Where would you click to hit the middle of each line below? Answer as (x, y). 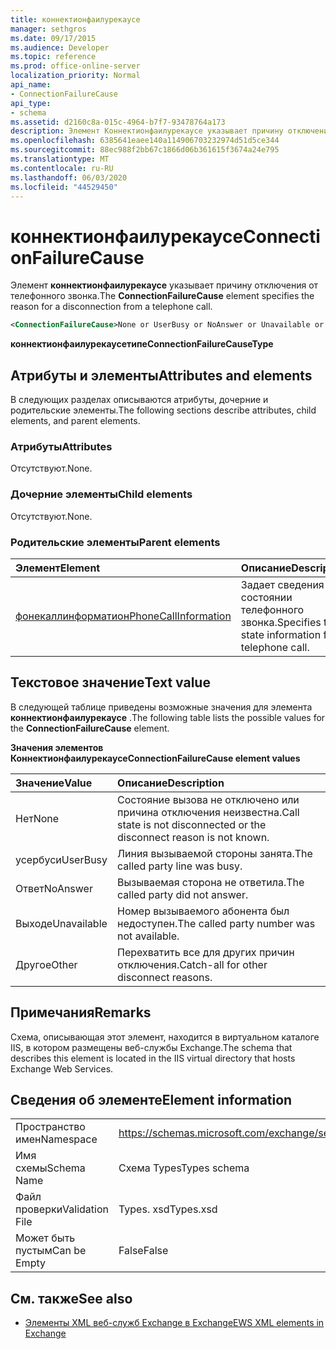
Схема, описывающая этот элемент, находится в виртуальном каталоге (165, 1037)
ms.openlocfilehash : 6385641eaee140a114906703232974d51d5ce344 (145, 141)
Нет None (37, 818)
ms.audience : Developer (60, 47)
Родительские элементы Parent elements (115, 542)
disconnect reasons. (165, 977)
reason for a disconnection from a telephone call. (111, 307)
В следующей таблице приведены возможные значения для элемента (161, 707)
